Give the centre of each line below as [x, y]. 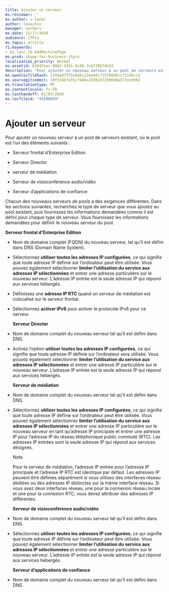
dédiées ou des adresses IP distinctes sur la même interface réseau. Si [86, 483]
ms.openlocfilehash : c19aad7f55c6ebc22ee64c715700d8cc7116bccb [73, 75]
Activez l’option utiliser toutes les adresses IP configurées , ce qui [81, 349]
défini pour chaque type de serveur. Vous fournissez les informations [77, 217]
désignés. [23, 448]
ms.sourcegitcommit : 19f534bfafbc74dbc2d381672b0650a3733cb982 [73, 80]
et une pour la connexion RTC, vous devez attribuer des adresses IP [83, 494]
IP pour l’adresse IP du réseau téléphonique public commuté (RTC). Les [87, 437]
